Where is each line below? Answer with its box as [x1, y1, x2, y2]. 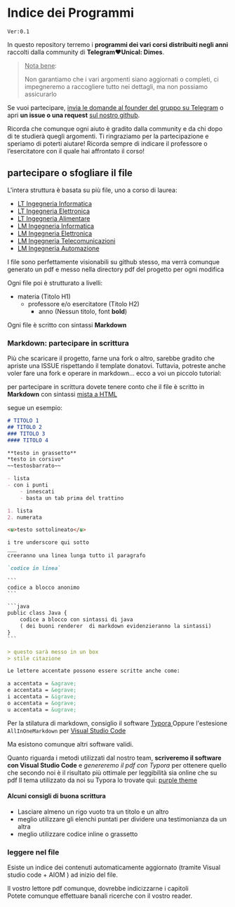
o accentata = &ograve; [7, 700, 77, 707]
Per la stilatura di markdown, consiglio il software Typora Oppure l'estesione [7, 718, 228, 727]
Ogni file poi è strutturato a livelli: [7, 278, 103, 287]
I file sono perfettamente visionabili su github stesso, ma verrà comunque [7, 257, 220, 266]
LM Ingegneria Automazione [17, 244, 100, 252]
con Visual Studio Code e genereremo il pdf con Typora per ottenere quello [7, 761, 227, 769]
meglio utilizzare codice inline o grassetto [17, 829, 138, 838]
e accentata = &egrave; [7, 687, 77, 694]
